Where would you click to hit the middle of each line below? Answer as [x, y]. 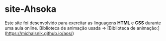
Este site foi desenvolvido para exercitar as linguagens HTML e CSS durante [83, 23]
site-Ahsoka [31, 9]
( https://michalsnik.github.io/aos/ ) [39, 33]
